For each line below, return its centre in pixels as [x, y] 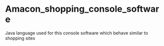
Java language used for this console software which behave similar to [77, 33]
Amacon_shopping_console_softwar [82, 9]
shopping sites [20, 38]
